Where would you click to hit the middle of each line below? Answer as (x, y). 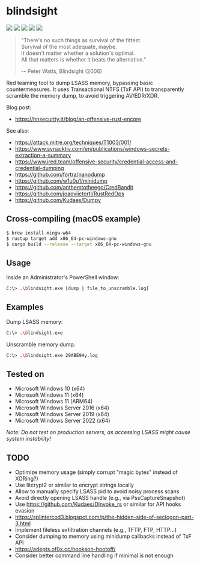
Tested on (25, 374)
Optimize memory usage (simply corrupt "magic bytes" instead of (96, 472)
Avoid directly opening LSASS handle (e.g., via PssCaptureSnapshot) (100, 498)
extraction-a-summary (43, 155)
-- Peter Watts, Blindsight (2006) (61, 71)
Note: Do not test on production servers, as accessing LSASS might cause (98, 432)
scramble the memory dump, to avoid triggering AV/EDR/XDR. (83, 95)
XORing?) (27, 479)
